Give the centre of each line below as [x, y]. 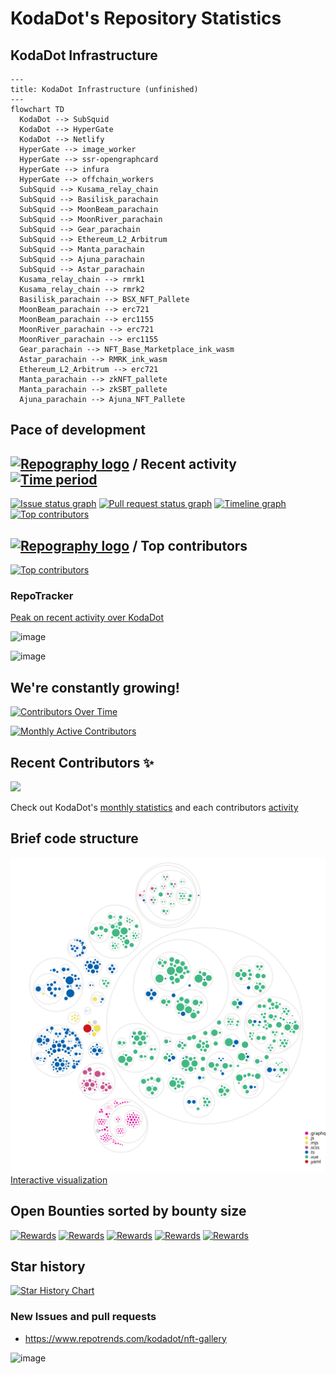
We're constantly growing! [95, 687]
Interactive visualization [59, 1179]
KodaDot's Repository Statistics [146, 18]
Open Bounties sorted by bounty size [128, 1211]
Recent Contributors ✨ [82, 762]
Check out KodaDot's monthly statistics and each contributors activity [154, 807]
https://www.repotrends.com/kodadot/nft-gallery [125, 1338]
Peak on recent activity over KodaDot [87, 618]
